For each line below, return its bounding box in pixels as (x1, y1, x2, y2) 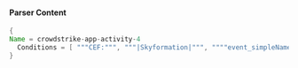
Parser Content (9, 7, 67, 18)
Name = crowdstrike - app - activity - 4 (9, 35, 141, 44)
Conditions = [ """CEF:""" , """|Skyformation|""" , (17, 42, 208, 52)
